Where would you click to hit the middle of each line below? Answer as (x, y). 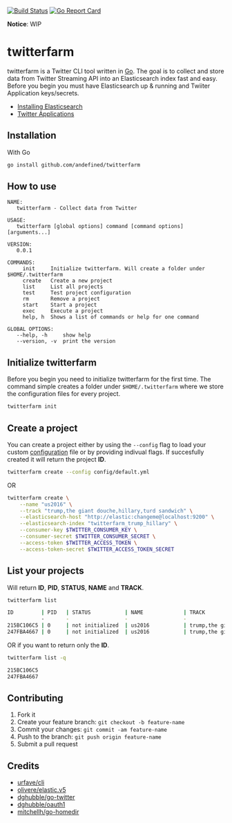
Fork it (26, 715)
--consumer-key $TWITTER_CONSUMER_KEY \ (78, 530)
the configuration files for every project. (64, 394)
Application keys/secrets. (43, 93)
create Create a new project (67, 281)
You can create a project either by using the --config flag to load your (107, 444)
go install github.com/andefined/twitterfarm (74, 165)
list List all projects (63, 287)
